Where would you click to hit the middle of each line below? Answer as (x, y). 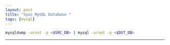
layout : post (19, 10)
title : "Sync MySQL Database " (38, 14)
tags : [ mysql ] (20, 19)
